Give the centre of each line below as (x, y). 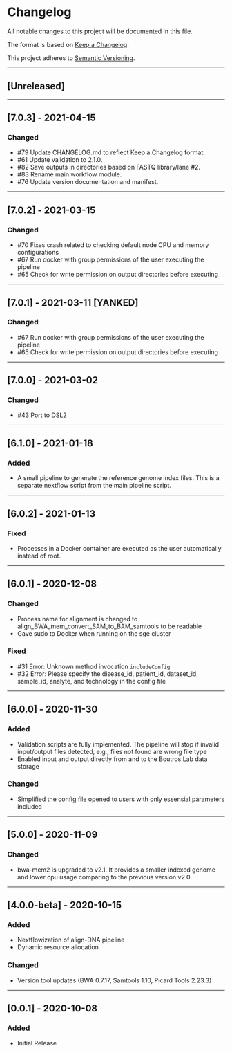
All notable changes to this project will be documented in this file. (100, 31)
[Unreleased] (36, 86)
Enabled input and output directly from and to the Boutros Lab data (112, 759)
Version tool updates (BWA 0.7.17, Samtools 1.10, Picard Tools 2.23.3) (114, 980)
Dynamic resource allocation (58, 947)
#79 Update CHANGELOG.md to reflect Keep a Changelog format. (111, 152)
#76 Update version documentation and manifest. (88, 182)
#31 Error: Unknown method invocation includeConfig (94, 666)
